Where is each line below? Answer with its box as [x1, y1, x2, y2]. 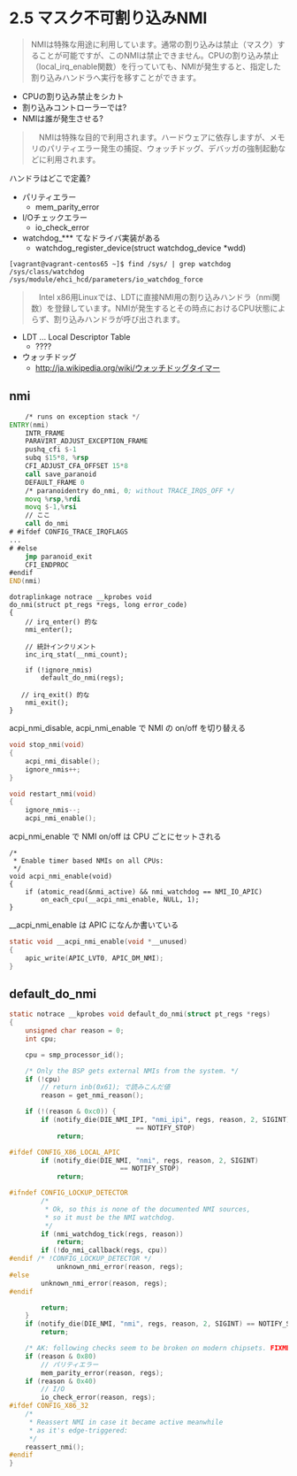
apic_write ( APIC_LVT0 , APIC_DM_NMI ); [25, 953, 164, 963]
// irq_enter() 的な [25, 618, 98, 627]
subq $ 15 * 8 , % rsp [25, 453, 89, 463]
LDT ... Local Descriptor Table [21, 331, 131, 342]
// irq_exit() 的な [20, 691, 90, 700]
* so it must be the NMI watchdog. [44, 1213, 176, 1222]
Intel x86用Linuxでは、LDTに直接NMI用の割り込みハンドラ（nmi [38, 291, 272, 302]
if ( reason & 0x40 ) [25, 1377, 97, 1386]
